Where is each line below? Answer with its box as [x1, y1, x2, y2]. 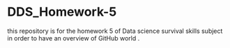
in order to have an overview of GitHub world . [7, 34, 140, 42]
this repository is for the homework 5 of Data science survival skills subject [7, 27, 223, 35]
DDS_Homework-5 [7, 4, 117, 20]
